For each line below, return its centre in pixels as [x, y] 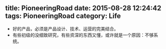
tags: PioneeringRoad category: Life [63, 16]
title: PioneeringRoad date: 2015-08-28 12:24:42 [83, 8]
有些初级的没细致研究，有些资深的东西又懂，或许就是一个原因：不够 [83, 35]
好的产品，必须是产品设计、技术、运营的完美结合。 [65, 28]
